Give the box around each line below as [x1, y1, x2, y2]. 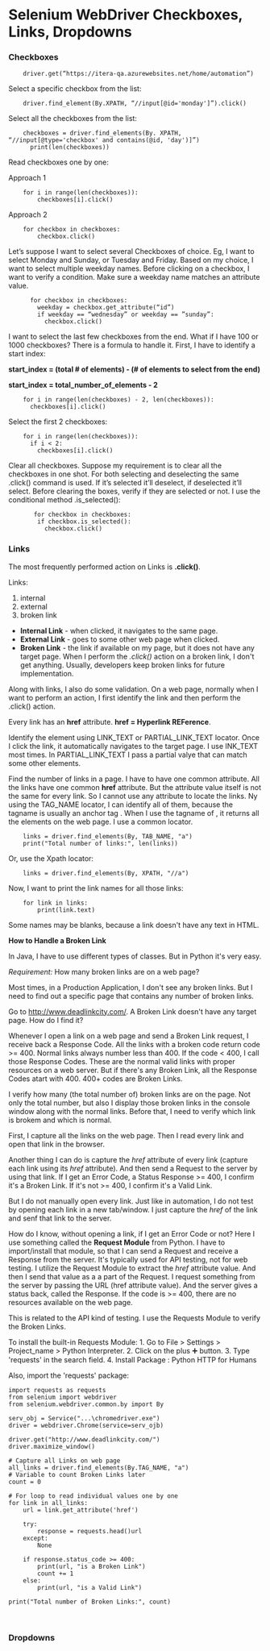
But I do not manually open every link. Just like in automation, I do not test [8, 1196, 254, 1206]
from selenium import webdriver [8, 1393, 117, 1401]
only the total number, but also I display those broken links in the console [8, 1098, 251, 1108]
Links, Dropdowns [8, 23, 133, 41]
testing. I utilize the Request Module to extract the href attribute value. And [8, 1263, 256, 1273]
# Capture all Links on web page [8, 1457, 121, 1465]
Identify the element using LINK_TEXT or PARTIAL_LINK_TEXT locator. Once [8, 732, 260, 742]
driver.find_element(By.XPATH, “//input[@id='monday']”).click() [23, 99, 247, 108]
